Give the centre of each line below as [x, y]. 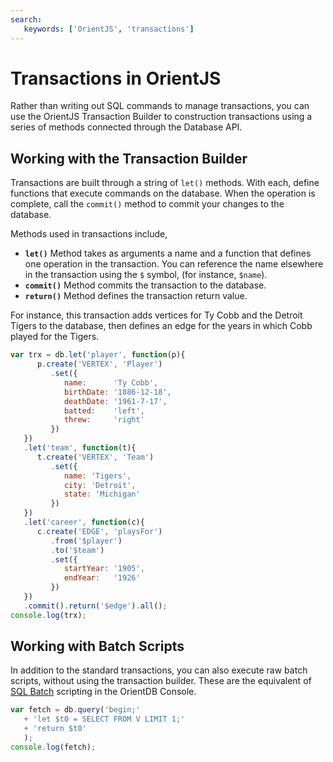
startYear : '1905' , [104, 569]
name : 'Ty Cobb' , [111, 382]
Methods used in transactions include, [89, 234]
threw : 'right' [104, 420]
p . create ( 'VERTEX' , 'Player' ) [99, 364]
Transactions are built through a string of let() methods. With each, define [165, 183]
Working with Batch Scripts [97, 646]
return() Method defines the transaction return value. [136, 296]
